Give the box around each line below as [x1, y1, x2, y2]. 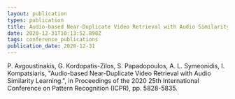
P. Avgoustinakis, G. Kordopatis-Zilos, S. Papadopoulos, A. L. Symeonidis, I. [7, 62, 225, 70]
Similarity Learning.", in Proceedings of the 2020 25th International [7, 77, 199, 84]
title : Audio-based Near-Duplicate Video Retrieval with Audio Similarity [7, 23, 230, 30]
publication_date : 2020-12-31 [7, 43, 96, 49]
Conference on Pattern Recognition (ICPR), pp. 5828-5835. [7, 84, 178, 92]
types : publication [7, 17, 64, 24]
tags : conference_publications [7, 36, 99, 43]
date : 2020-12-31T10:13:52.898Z [7, 29, 101, 37]
